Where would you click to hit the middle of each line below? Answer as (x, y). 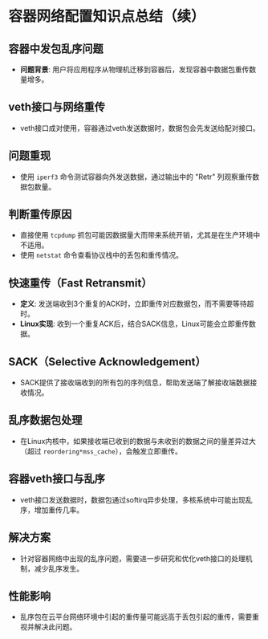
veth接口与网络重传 (57, 107)
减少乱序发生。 (59, 568)
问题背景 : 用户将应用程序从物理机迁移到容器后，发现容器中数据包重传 (134, 69)
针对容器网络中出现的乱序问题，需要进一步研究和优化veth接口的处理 (133, 558)
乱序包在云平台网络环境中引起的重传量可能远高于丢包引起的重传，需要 (136, 617)
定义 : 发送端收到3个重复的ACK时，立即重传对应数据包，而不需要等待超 (137, 304)
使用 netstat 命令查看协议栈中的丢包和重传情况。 (101, 255)
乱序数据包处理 (45, 420)
